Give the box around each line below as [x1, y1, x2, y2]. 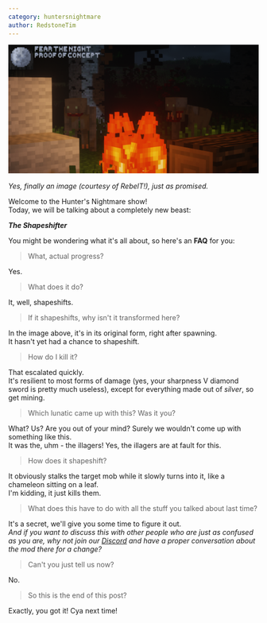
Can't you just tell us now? [27, 560, 114, 570]
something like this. [8, 432, 72, 442]
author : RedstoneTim [8, 21, 77, 29]
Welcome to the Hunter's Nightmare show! [8, 197, 148, 207]
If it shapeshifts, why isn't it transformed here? [27, 313, 180, 323]
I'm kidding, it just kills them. [8, 489, 102, 498]
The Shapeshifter [8, 221, 68, 230]
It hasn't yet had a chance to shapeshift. [8, 337, 140, 346]
